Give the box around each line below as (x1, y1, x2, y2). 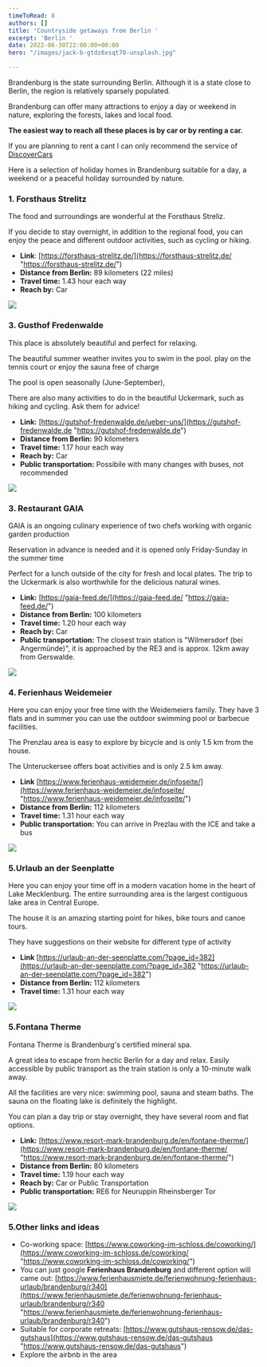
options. (8, 1119, 36, 1130)
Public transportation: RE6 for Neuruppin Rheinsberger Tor (19, 1187, 216, 1196)
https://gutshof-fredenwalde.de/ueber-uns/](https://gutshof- (41, 417, 241, 426)
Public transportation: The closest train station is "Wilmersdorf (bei (19, 635, 243, 644)
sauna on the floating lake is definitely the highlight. (8, 1096, 178, 1106)
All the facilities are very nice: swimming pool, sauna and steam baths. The (8, 1088, 254, 1097)
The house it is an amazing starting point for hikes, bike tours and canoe (8, 913, 245, 923)
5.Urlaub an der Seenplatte (8, 863, 115, 874)
